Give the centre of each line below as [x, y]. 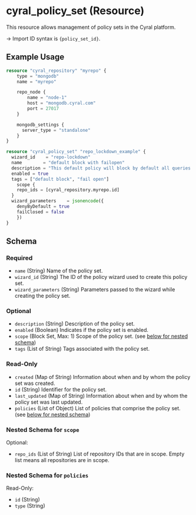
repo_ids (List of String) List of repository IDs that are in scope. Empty [99, 454]
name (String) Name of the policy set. [59, 271]
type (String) [30, 506]
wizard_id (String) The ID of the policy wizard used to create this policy [101, 277]
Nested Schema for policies [47, 475]
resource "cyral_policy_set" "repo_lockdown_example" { [76, 152]
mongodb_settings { [41, 125]
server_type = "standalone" [56, 130]
